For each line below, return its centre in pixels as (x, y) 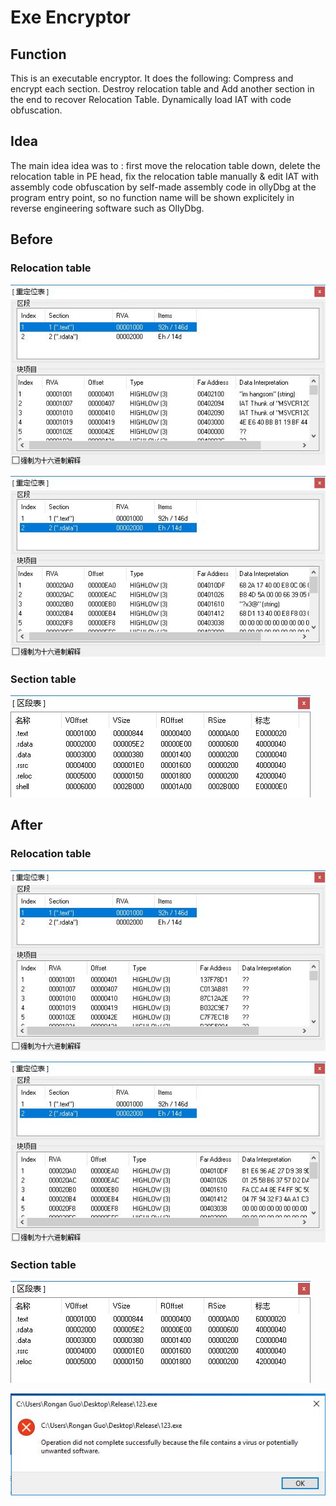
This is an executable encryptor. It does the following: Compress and (152, 78)
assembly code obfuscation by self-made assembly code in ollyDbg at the (163, 187)
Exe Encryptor (70, 17)
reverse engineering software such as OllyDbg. (107, 208)
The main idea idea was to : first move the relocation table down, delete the (165, 165)
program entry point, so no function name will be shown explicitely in (152, 197)
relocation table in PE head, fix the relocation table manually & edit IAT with (164, 176)
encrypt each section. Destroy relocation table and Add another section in (162, 89)
